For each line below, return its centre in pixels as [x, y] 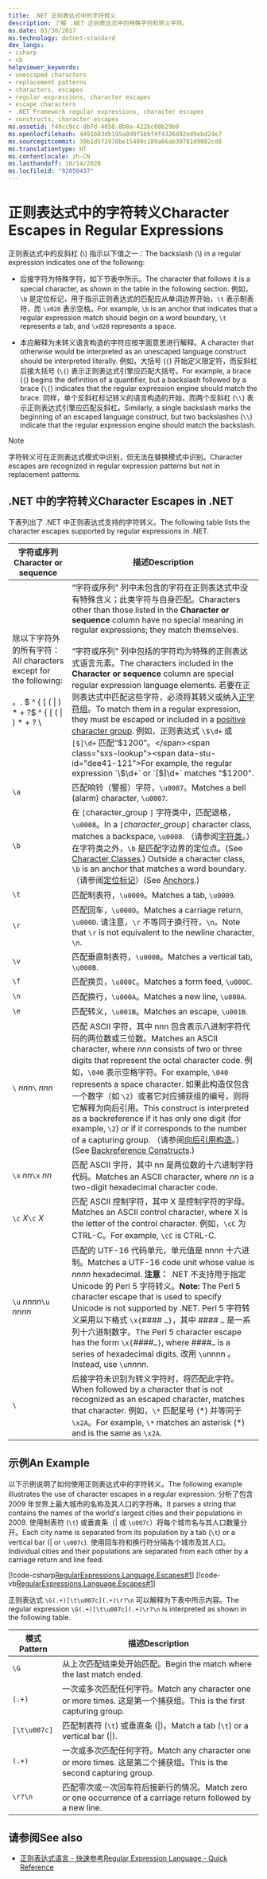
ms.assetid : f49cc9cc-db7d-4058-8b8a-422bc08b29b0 [94, 127]
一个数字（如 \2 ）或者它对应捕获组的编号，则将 [160, 1096]
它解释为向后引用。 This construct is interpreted [160, 1107]
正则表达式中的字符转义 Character [119, 213]
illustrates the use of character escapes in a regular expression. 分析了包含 [131, 1494]
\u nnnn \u [31, 1301]
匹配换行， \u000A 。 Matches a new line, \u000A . [159, 996]
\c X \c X [28, 1217]
